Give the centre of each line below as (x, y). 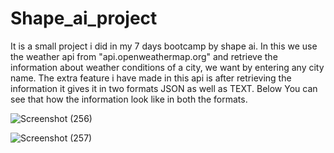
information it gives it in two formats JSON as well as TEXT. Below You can (164, 88)
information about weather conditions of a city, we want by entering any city (167, 67)
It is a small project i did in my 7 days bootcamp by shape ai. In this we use (164, 46)
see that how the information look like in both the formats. (129, 99)
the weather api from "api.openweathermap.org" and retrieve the (144, 56)
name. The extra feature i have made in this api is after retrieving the (151, 78)
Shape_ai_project (84, 18)
